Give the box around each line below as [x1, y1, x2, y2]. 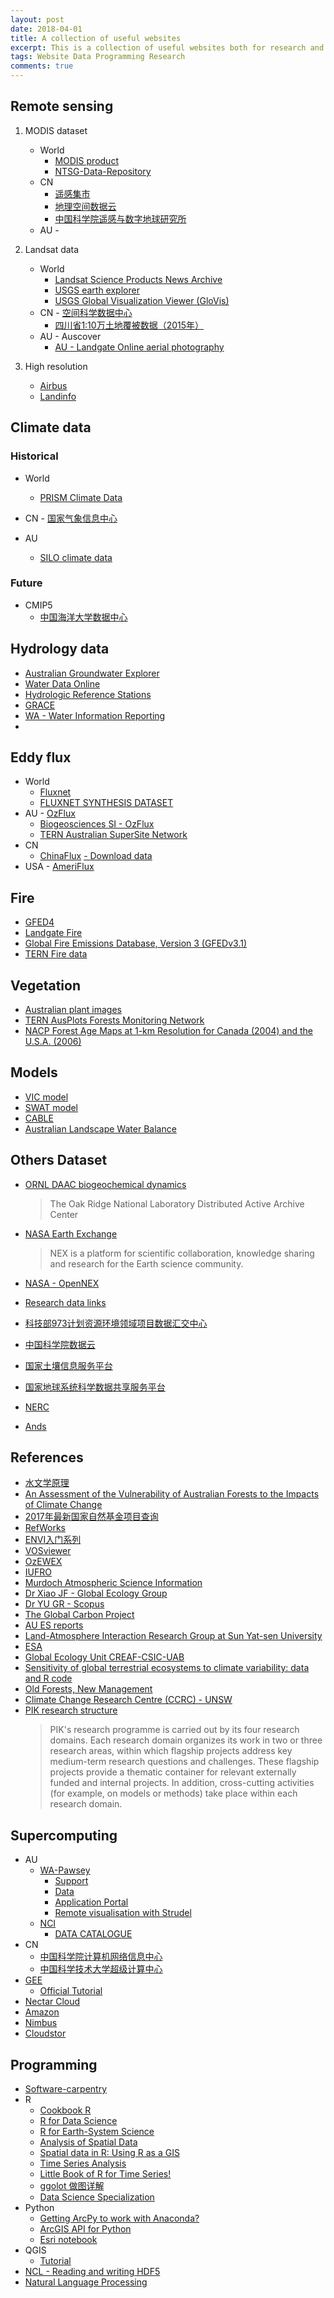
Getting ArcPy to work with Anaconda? [39, 2212, 200, 2225]
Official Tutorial [39, 1985, 103, 1997]
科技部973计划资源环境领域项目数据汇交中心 [24, 1317, 208, 1329]
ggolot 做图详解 [39, 2180, 105, 2192]
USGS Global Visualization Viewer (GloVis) [54, 294, 230, 306]
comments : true [10, 61, 74, 71]
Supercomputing [10, 1827, 118, 1844]
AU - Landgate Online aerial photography [54, 341, 225, 353]
